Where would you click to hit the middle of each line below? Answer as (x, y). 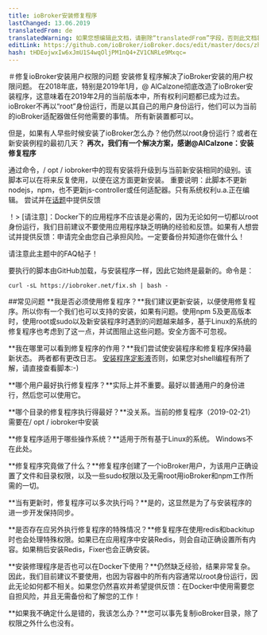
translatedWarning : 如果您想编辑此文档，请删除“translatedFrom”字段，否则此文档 (133, 38)
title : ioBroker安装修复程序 (53, 16)
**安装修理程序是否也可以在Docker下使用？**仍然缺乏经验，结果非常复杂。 (132, 566)
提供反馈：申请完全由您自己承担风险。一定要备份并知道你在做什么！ (133, 237)
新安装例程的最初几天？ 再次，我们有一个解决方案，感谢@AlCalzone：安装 (131, 143)
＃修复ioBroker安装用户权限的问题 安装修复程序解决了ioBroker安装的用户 (127, 76)
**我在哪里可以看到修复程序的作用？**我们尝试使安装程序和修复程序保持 (127, 348)
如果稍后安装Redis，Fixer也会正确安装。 (88, 549)
